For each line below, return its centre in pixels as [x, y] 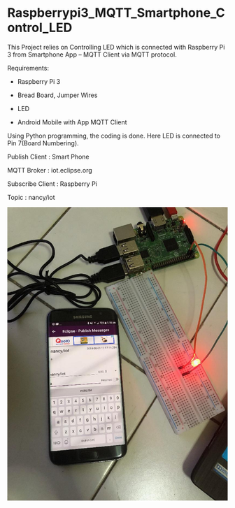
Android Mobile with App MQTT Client [72, 122]
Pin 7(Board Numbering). [43, 143]
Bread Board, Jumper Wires [57, 95]
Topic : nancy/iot [31, 197]
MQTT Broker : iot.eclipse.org [50, 170]
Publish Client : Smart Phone [48, 157]
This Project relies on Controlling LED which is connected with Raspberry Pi [116, 47]
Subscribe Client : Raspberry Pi [52, 184]
